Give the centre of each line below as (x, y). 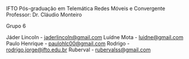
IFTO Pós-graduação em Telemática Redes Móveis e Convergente (86, 8)
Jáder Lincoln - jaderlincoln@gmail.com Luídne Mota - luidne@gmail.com (95, 37)
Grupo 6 (16, 26)
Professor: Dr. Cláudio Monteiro (44, 15)
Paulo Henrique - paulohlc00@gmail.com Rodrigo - (68, 44)
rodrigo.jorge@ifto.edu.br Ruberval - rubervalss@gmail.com (78, 50)
